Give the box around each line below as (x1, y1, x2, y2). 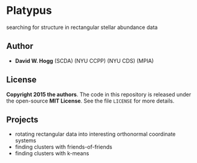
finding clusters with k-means (15, 150, 89, 157)
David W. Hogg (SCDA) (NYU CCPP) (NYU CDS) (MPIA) (15, 57, 154, 64)
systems (15, 137, 36, 144)
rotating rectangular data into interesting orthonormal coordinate (15, 130, 176, 138)
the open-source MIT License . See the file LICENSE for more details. (6, 97, 175, 104)
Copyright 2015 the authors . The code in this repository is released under (6, 91, 192, 98)
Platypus (6, 4, 53, 18)
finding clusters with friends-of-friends (15, 143, 113, 151)
